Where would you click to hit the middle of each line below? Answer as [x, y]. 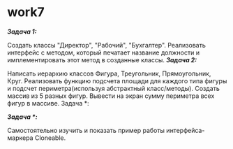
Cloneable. [50, 138]
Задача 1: [22, 31]
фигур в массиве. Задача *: [48, 103]
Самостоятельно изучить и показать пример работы [86, 130]
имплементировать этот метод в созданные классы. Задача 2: [102, 59]
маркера [20, 138]
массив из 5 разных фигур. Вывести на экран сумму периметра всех [111, 96]
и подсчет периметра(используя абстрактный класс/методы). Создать [113, 88]
